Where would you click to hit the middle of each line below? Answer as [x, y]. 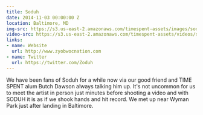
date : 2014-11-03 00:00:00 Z [43, 18]
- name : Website [27, 46]
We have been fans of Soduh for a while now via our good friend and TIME [99, 80]
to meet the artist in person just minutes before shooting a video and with [98, 93]
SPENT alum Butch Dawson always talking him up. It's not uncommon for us [101, 86]
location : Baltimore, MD [37, 23]
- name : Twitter [27, 57]
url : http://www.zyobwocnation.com [56, 51]
